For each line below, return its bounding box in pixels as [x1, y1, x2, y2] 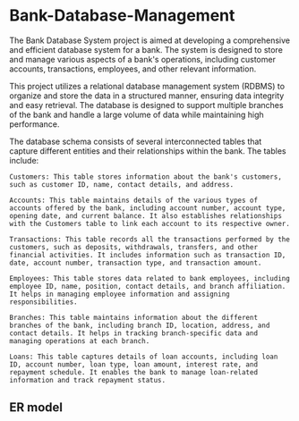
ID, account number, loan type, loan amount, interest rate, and [9, 359, 258, 369]
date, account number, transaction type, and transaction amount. [9, 258, 262, 267]
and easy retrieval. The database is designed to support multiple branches [9, 99, 284, 110]
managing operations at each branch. [9, 336, 150, 345]
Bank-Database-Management [9, 5, 235, 26]
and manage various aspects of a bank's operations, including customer [9, 54, 276, 64]
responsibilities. [9, 297, 78, 307]
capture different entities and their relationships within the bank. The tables [9, 145, 286, 156]
